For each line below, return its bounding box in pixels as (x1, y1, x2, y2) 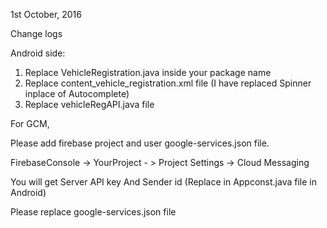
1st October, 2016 (10, 9, 82, 20)
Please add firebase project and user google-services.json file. (10, 137, 270, 149)
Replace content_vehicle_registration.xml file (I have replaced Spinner (24, 77, 312, 89)
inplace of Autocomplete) (24, 88, 130, 99)
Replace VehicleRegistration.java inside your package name (24, 67, 272, 78)
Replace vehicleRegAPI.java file (24, 99, 155, 110)
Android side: (10, 47, 66, 59)
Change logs (10, 28, 63, 39)
